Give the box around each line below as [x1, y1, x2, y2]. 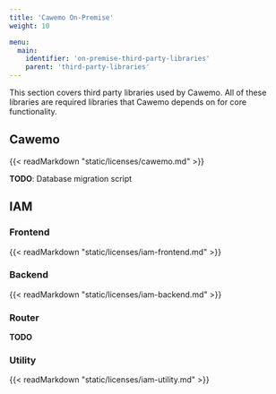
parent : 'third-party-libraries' [25, 63, 151, 72]
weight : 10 [9, 21, 50, 30]
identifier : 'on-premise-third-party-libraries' [25, 55, 211, 64]
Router [9, 311, 39, 323]
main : [17, 46, 39, 55]
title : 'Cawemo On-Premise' [9, 13, 115, 22]
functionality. [9, 107, 58, 116]
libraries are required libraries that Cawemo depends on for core [9, 97, 247, 107]
